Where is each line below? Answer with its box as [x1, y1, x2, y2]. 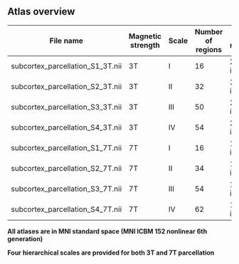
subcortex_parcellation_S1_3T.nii [11, 60, 122, 70]
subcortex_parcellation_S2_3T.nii [11, 81, 122, 91]
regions [195, 44, 223, 54]
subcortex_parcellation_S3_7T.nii [11, 184, 122, 194]
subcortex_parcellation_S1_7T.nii [11, 142, 122, 152]
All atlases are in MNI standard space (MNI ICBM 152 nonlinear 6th [7, 227, 208, 236]
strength [130, 40, 160, 50]
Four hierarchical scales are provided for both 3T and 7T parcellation [7, 248, 215, 257]
